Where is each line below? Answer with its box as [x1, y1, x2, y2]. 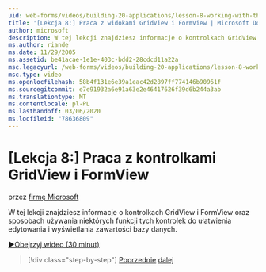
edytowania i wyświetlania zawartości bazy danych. [8, 224, 178, 234]
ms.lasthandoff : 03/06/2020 [8, 108, 101, 116]
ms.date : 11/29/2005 [8, 48, 77, 56]
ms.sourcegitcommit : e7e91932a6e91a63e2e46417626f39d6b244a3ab [8, 85, 222, 94]
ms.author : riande [8, 41, 69, 49]
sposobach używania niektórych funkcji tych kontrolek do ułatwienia [8, 216, 232, 225]
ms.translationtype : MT [8, 93, 87, 101]
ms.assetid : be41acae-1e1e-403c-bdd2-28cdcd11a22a [8, 56, 179, 64]
